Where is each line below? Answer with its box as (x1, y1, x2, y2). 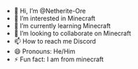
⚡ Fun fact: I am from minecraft (13, 55, 104, 63)
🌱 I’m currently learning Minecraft (13, 22, 111, 30)
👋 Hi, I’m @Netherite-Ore (13, 7, 86, 15)
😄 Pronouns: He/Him (13, 47, 76, 56)
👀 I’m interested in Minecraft (13, 14, 96, 23)
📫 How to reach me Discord (13, 37, 97, 45)
